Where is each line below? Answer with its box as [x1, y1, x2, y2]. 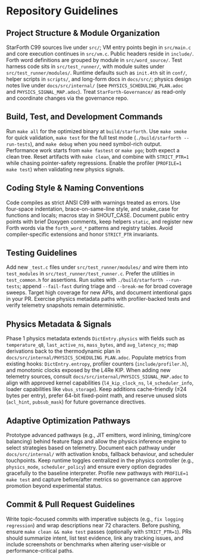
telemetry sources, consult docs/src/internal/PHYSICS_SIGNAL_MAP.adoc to [6, 373, 189, 380]
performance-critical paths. [6, 547, 74, 554]
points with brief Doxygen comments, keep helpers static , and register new [6, 218, 193, 225]
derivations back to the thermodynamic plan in [6, 347, 121, 355]
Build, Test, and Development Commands [6, 112, 163, 122]
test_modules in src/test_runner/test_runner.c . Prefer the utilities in [6, 270, 175, 277]
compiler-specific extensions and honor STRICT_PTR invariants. [6, 230, 159, 238]
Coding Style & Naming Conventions [6, 183, 144, 193]
